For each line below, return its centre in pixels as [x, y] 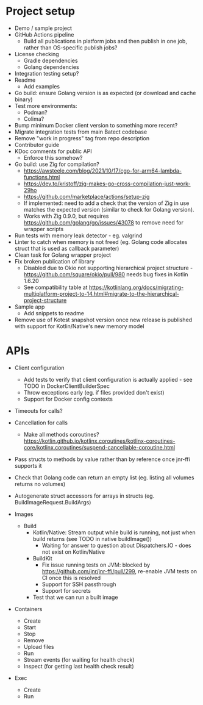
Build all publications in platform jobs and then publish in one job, [105, 41]
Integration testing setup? [47, 73]
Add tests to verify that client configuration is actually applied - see [108, 379]
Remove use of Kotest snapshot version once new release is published [103, 320]
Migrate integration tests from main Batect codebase [81, 132]
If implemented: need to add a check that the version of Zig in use [106, 203]
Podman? [35, 112]
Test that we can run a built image [75, 597]
